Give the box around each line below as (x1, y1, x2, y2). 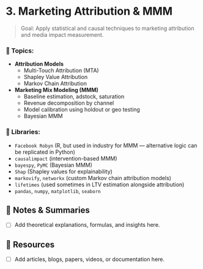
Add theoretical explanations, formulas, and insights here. (14, 221, 160, 229)
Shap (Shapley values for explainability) (14, 167, 113, 175)
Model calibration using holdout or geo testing (23, 106, 140, 113)
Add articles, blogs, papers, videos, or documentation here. (14, 256, 165, 263)
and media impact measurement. (20, 31, 104, 38)
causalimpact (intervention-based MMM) (14, 154, 117, 162)
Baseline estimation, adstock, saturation (23, 93, 125, 100)
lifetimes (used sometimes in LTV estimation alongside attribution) (14, 181, 185, 188)
